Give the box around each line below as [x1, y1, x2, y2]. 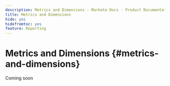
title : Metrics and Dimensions [5, 12, 71, 17]
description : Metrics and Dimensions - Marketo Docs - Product [5, 7, 142, 13]
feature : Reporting [5, 26, 47, 31]
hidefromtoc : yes [5, 21, 42, 27]
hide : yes [5, 17, 26, 22]
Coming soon [5, 75, 33, 81]
